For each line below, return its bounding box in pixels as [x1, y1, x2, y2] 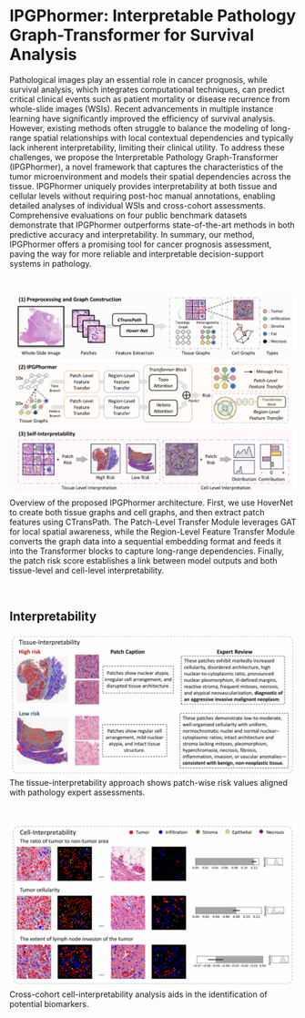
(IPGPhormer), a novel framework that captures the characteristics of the [9, 161, 284, 172]
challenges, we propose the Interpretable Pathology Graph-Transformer [9, 151, 280, 162]
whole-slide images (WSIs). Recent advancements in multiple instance [9, 103, 274, 114]
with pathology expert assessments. [9, 787, 146, 798]
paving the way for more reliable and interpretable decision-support [9, 248, 264, 260]
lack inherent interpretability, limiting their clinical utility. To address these [9, 142, 285, 153]
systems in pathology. [9, 258, 92, 269]
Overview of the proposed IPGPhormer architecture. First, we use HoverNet [9, 497, 294, 508]
